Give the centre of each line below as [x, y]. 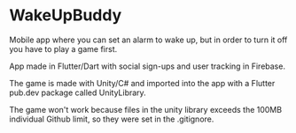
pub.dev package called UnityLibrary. [78, 92]
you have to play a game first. [63, 48]
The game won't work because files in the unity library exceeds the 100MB [145, 109]
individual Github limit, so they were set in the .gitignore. [112, 119]
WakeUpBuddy [66, 15]
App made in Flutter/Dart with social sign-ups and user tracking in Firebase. [148, 66]
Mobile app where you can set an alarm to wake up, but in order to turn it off [148, 40]
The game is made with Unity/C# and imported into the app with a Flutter [142, 83]
